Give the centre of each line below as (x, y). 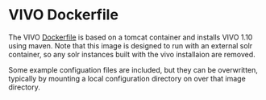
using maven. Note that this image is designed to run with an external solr (131, 45)
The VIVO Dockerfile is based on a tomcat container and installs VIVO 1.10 (131, 37)
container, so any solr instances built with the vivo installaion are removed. (132, 54)
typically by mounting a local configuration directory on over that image (127, 78)
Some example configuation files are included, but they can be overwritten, (133, 69)
